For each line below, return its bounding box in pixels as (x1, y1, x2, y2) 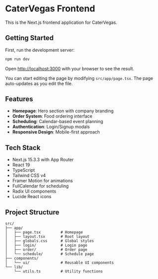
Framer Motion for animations (12, 178, 73, 184)
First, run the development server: (5, 47, 75, 53)
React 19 (12, 162, 30, 168)
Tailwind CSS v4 (12, 172, 46, 179)
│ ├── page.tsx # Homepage (5, 230, 83, 235)
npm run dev (5, 57, 30, 62)
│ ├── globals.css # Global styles (5, 239, 94, 244)
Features (5, 95, 33, 103)
